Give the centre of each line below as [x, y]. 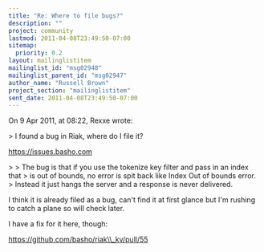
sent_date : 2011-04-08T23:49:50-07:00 [73, 98]
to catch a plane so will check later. [67, 209]
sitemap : [23, 46]
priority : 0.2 [39, 53]
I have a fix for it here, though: [58, 224]
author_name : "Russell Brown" [59, 83]
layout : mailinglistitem [50, 61]
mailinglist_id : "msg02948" [55, 68]
